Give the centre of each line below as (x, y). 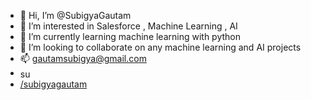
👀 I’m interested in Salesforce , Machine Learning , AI (128, 26)
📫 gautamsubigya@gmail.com (83, 58)
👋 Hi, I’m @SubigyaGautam (75, 15)
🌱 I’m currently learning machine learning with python (130, 36)
